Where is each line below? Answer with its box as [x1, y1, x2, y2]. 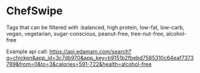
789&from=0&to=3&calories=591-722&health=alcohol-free [6, 61, 152, 68]
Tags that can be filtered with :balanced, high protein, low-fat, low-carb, [6, 24, 184, 31]
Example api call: [6, 47, 48, 55]
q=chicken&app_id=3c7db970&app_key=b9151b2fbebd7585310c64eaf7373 [6, 54, 194, 61]
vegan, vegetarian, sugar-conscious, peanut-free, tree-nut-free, [6, 30, 165, 37]
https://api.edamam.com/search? [49, 47, 132, 55]
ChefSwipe [6, 4, 63, 18]
